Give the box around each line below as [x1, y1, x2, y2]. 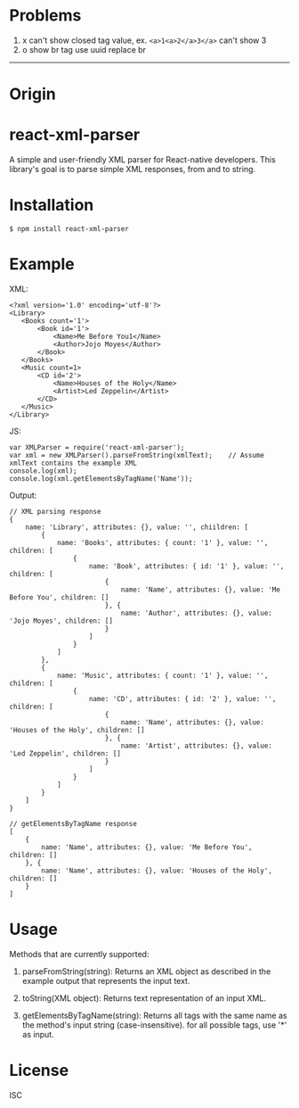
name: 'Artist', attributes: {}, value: [120, 741, 273, 750]
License [9, 1061, 69, 1080]
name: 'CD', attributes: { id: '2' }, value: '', [88, 694, 277, 703]
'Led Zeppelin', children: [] [9, 748, 122, 758]
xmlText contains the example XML [9, 459, 138, 467]
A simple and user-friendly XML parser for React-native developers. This [9, 154, 276, 165]
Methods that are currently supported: [9, 948, 149, 959]
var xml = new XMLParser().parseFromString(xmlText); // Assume [9, 451, 265, 459]
